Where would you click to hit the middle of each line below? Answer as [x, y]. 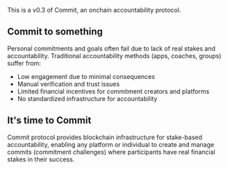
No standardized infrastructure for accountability [87, 98]
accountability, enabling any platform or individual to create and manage [111, 144]
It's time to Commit [49, 121]
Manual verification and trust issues [68, 84]
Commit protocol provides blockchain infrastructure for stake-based [105, 137]
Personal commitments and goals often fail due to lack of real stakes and [111, 48]
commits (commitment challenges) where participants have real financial [111, 152]
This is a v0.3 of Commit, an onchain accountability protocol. [94, 10]
